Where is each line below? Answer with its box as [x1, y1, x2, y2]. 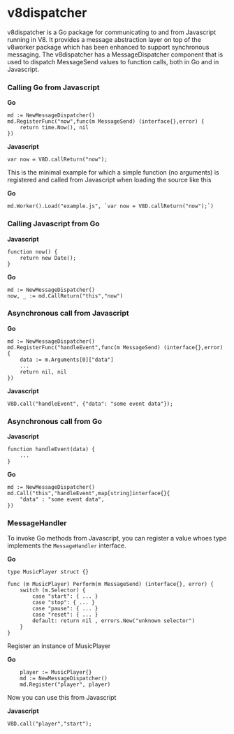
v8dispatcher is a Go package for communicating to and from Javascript [7, 28, 217, 36]
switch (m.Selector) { [20, 587, 86, 594]
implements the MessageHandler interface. [7, 541, 127, 550]
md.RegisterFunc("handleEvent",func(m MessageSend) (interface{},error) [7, 344, 224, 351]
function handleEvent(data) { [7, 446, 96, 453]
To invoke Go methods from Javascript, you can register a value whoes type [7, 534, 227, 543]
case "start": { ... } [32, 593, 98, 600]
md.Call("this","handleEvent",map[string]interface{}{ [7, 490, 170, 497]
